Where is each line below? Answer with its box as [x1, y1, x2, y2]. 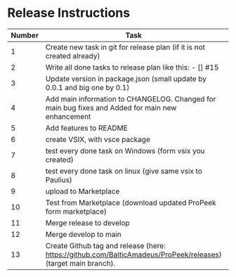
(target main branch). [45, 258, 116, 268]
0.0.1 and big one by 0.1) [45, 82, 130, 92]
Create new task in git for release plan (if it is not [45, 42, 205, 52]
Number [11, 30, 39, 40]
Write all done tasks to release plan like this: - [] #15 [45, 62, 219, 72]
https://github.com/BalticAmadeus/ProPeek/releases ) [45, 250, 223, 259]
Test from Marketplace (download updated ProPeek [45, 198, 216, 207]
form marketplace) [45, 206, 107, 216]
